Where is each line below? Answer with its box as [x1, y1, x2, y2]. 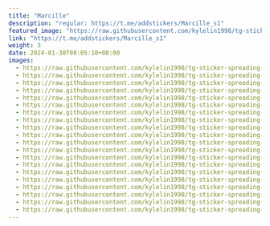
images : [8, 57, 35, 65]
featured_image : [8, 26, 63, 34]
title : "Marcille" [8, 11, 70, 20]
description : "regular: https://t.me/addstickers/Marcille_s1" [8, 19, 225, 27]
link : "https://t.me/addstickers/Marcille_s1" [8, 34, 167, 42]
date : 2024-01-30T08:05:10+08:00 [8, 49, 121, 57]
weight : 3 [8, 42, 42, 50]
